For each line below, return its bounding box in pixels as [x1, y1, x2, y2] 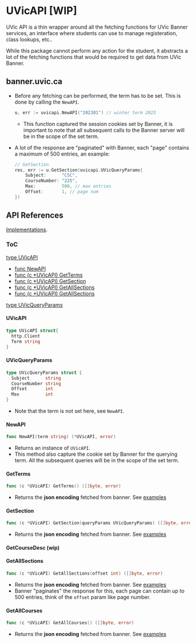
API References [6, 211, 64, 221]
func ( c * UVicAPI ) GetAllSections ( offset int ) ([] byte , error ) [6, 570, 163, 577]
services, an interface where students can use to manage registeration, [6, 29, 178, 36]
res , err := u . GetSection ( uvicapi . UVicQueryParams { [14, 167, 143, 173]
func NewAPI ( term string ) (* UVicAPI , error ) [6, 434, 116, 440]
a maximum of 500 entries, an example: [14, 150, 110, 157]
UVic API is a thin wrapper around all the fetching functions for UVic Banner [6, 23, 188, 30]
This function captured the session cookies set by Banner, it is [23, 120, 173, 127]
